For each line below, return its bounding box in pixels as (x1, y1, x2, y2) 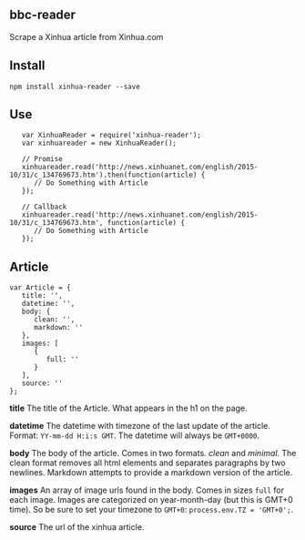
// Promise (21, 155, 64, 164)
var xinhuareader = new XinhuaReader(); (21, 138, 178, 148)
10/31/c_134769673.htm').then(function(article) (9, 170, 198, 180)
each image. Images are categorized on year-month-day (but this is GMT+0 (9, 494, 293, 505)
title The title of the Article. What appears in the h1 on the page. (9, 402, 248, 413)
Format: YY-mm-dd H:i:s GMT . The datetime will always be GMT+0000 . (9, 430, 260, 441)
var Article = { (9, 283, 71, 292)
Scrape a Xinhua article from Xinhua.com (9, 31, 164, 42)
